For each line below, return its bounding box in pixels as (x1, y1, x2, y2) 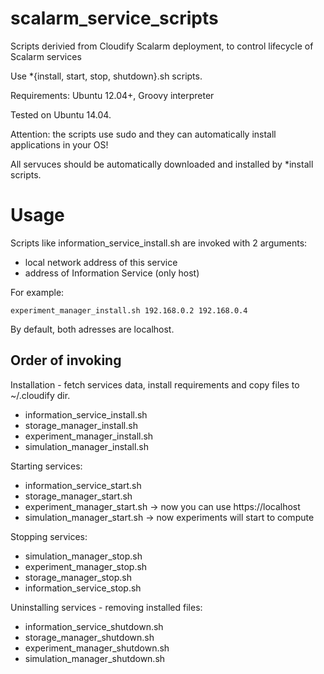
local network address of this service (24, 256, 178, 268)
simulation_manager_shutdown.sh (24, 652, 166, 664)
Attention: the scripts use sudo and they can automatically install (10, 128, 277, 140)
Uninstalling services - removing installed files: (10, 601, 203, 613)
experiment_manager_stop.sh (24, 560, 148, 572)
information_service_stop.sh (24, 582, 142, 594)
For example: (10, 286, 65, 298)
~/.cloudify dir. (10, 389, 71, 401)
